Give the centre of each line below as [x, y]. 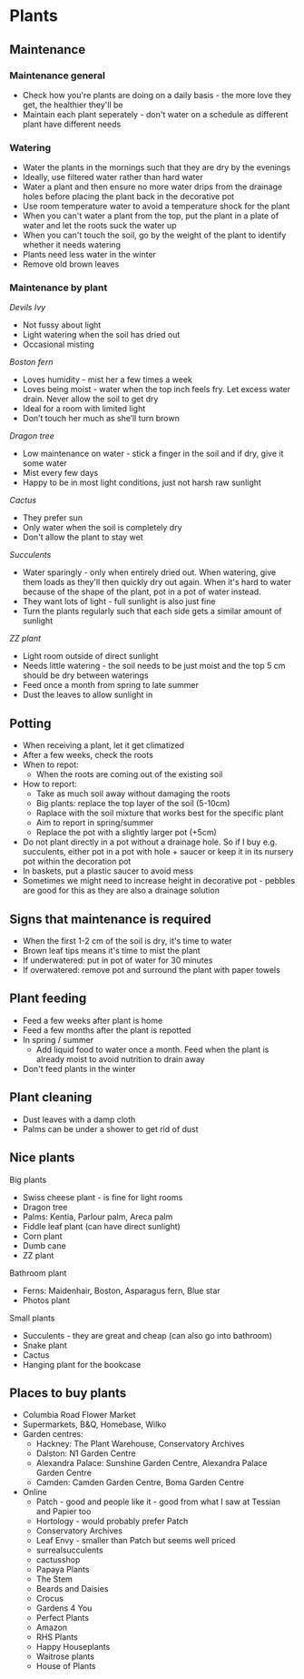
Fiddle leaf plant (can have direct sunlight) [102, 1226]
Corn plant [42, 1236]
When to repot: [50, 764]
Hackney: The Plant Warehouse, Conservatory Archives [140, 1444]
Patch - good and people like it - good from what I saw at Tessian [158, 1502]
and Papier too [64, 1512]
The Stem [54, 1579]
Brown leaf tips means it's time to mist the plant [112, 951]
